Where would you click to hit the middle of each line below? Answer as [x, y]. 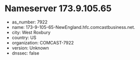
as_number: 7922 [30, 22]
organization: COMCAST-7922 [43, 42]
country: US [24, 38]
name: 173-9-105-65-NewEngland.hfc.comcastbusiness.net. [73, 27]
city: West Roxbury [31, 32]
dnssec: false [25, 53]
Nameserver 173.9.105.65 [58, 9]
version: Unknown [30, 48]
